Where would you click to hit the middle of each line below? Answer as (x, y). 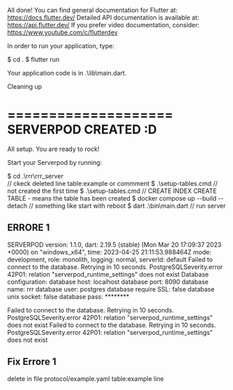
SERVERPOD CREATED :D (82, 130)
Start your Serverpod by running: (55, 162)
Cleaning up (25, 86)
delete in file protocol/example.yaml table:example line (85, 378)
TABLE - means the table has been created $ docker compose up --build (112, 198)
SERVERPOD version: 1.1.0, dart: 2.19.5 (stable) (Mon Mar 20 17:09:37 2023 (114, 245)
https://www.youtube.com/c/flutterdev (62, 32)
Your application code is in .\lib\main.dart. (67, 73)
